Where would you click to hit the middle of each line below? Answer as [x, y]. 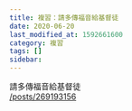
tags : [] [26, 51]
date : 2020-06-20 [42, 26]
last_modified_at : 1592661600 [66, 34]
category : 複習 [37, 43]
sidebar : [26, 60]
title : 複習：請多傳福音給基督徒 [64, 18]
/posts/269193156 [43, 97]
